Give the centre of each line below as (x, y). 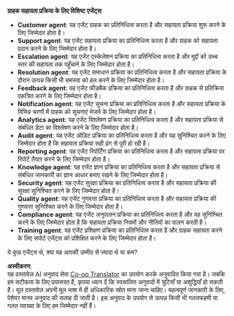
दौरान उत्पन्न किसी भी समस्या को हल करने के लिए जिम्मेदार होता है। (91, 80)
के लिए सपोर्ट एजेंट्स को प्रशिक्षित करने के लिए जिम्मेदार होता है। (87, 238)
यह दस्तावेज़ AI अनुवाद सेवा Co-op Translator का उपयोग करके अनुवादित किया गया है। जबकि (116, 274)
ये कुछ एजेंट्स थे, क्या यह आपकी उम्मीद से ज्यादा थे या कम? (73, 252)
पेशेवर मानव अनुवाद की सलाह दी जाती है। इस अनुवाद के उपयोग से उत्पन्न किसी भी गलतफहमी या (113, 298)
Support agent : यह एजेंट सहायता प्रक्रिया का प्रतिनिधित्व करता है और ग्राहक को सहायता (118, 41)
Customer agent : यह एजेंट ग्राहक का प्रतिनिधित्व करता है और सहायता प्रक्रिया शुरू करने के (122, 25)
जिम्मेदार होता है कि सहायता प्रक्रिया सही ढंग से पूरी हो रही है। (84, 143)
